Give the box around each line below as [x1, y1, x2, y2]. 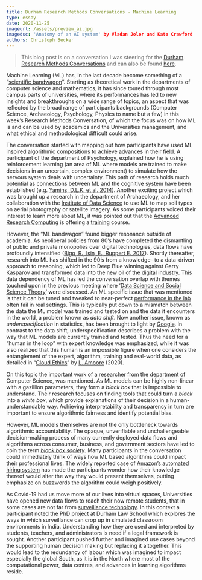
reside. [6, 568, 24, 575]
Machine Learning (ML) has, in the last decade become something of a [6, 72, 183, 79]
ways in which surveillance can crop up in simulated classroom [6, 516, 163, 524]
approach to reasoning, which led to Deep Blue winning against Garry [6, 263, 179, 269]
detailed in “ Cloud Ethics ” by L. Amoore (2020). [6, 359, 125, 366]
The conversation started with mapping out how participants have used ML [6, 142, 193, 148]
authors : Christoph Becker [6, 37, 74, 43]
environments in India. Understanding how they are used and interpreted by [6, 523, 194, 530]
